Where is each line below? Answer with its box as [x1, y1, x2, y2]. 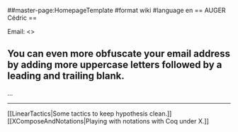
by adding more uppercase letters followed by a [7, 59, 222, 71]
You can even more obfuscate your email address [7, 48, 230, 60]
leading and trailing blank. [7, 70, 125, 82]
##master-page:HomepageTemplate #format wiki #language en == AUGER [7, 6, 226, 14]
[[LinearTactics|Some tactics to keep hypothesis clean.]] [7, 109, 172, 118]
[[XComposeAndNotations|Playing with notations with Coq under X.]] [7, 116, 209, 125]
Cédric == [7, 13, 38, 22]
